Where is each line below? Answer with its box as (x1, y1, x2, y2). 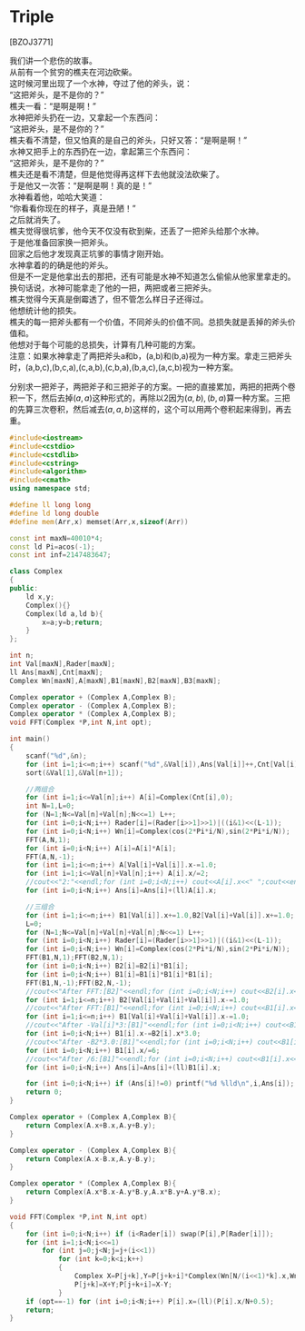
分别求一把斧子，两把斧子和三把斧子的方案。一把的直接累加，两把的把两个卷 (9, 381, 296, 392)
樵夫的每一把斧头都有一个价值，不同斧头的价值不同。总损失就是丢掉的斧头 (9, 316, 288, 327)
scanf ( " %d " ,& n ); (25, 751, 88, 760)
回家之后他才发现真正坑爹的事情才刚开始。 (9, 248, 169, 259)
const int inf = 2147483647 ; (9, 551, 112, 560)
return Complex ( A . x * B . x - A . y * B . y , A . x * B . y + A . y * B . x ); (25, 1187, 221, 1197)
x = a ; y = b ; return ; (42, 618, 103, 627)
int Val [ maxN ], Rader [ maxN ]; (9, 660, 116, 669)
